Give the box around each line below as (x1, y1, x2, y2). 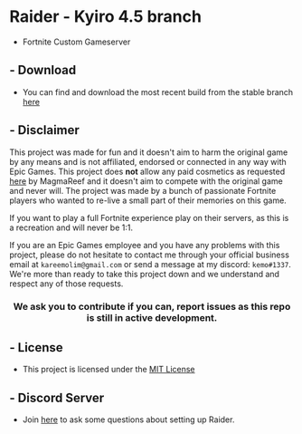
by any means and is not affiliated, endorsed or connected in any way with (9, 156, 287, 167)
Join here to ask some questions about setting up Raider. (22, 414, 235, 425)
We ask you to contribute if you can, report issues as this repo (13, 301, 291, 313)
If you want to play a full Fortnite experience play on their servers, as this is (9, 212, 289, 223)
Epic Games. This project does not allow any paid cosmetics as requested (9, 166, 286, 177)
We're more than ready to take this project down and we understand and (9, 268, 280, 279)
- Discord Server (9, 390, 105, 405)
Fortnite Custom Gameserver (22, 36, 131, 47)
